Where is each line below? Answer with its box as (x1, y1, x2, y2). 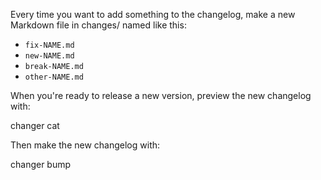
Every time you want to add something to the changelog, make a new (10, 9, 296, 20)
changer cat (10, 120, 60, 131)
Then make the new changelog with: (10, 139, 161, 151)
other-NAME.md (24, 72, 84, 82)
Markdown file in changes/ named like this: (10, 19, 187, 31)
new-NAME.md (24, 51, 75, 61)
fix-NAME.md (24, 40, 75, 50)
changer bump (10, 159, 72, 170)
